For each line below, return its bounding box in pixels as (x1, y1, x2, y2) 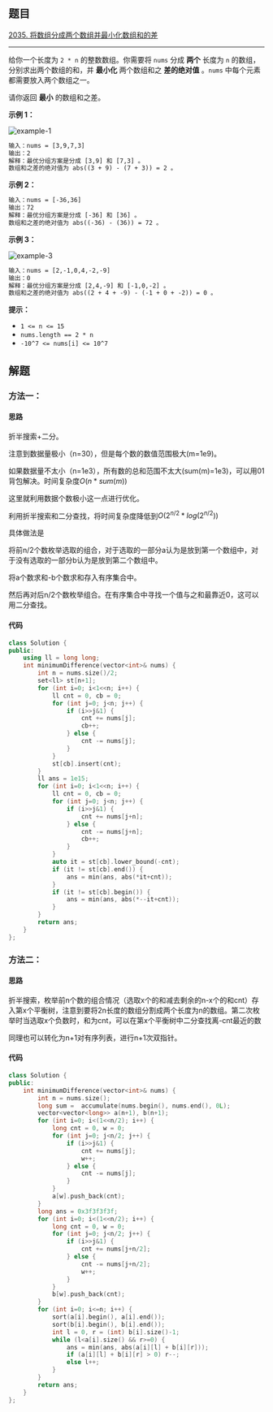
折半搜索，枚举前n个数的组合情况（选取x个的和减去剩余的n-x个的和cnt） (8, 995, 252, 1004)
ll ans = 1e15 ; (37, 775, 89, 783)
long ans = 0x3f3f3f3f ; (37, 1207, 118, 1216)
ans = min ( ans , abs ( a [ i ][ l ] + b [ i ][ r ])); (66, 1343, 209, 1351)
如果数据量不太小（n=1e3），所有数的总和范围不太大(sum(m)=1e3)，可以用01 (8, 465, 265, 476)
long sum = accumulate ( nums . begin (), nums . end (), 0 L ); (37, 1102, 231, 1110)
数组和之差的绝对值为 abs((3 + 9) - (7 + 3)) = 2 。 (8, 164, 177, 172)
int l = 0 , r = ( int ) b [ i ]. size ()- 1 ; (51, 1328, 180, 1336)
